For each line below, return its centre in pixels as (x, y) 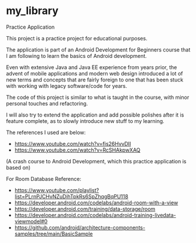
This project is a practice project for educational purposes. (77, 38)
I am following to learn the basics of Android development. (77, 56)
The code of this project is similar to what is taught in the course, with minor (98, 97)
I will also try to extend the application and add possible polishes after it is (95, 115)
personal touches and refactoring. (47, 103)
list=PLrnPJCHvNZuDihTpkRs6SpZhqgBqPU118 (71, 196)
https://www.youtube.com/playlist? (57, 190)
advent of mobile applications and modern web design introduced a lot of (94, 73)
